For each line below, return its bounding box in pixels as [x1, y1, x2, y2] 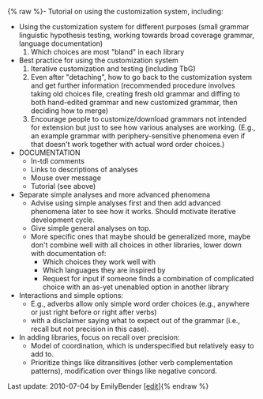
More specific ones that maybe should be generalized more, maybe [30, 232, 251, 241]
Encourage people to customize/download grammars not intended [30, 115, 247, 123]
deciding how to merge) [30, 106, 109, 115]
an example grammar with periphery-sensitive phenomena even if [30, 131, 246, 141]
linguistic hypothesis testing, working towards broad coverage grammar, [18, 31, 254, 40]
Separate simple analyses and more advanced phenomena [18, 190, 211, 199]
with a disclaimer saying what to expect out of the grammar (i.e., [30, 316, 241, 325]
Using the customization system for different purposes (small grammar [18, 22, 250, 31]
